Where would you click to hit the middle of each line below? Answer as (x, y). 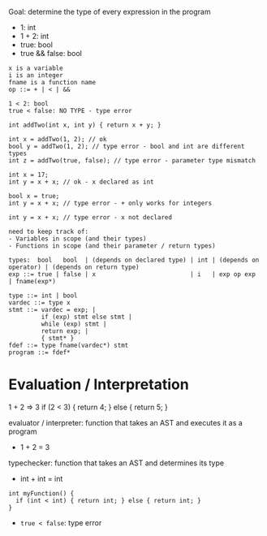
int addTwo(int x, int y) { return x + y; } (85, 125)
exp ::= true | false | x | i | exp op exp (132, 274)
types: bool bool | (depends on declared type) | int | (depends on (134, 260)
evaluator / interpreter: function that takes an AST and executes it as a (126, 422)
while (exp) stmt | (74, 324)
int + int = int (41, 478)
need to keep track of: (49, 231)
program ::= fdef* (39, 352)
